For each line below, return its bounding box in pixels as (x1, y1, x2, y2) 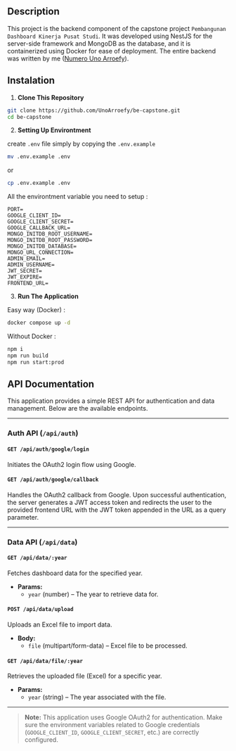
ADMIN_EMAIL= (7, 255, 46, 262)
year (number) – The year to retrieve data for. (27, 590, 159, 598)
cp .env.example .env (7, 179, 71, 187)
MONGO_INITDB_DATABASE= (7, 243, 77, 250)
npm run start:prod (7, 359, 65, 366)
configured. (24, 736, 58, 744)
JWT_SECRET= (7, 267, 42, 275)
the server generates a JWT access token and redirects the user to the (7, 498, 212, 506)
